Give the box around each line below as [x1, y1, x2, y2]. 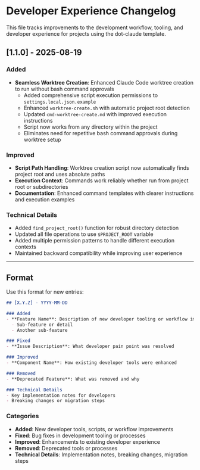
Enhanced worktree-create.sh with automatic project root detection [23, 104, 190, 111]
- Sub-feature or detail [11, 322, 73, 328]
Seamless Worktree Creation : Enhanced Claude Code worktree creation [14, 79, 193, 86]
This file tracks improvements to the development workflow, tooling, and [6, 24, 183, 31]
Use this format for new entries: [6, 288, 85, 295]
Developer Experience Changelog [6, 4, 176, 18]
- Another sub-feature [11, 327, 68, 333]
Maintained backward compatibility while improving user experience [14, 250, 183, 257]
